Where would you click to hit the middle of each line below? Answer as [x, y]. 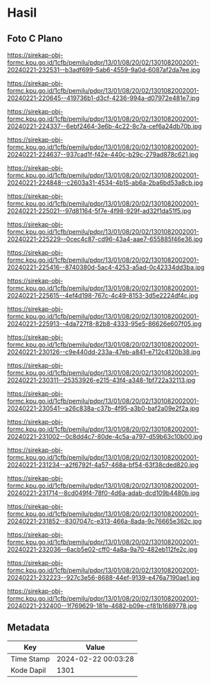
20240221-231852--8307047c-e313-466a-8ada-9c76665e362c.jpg [104, 521]
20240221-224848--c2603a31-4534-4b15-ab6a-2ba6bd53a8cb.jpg [105, 183]
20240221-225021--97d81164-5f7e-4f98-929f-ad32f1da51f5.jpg [99, 211]
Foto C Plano [35, 39]
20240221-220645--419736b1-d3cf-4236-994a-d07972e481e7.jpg [103, 98]
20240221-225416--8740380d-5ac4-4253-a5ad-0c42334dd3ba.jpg [106, 267]
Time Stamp [30, 659]
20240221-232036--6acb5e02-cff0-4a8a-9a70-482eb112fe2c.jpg [102, 549]
